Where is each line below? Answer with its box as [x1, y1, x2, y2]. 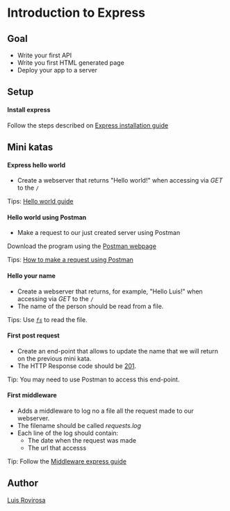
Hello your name [7, 271, 56, 280]
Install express [7, 105, 51, 114]
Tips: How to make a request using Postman [7, 256, 134, 264]
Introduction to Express [7, 5, 146, 21]
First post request [7, 331, 60, 340]
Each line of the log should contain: [17, 429, 119, 437]
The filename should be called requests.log [17, 422, 141, 429]
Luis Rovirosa [7, 496, 46, 504]
